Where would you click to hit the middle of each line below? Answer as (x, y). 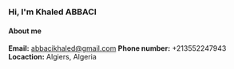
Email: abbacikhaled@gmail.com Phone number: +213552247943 (117, 48)
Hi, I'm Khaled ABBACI (53, 12)
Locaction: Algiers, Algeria (53, 57)
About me (25, 31)
